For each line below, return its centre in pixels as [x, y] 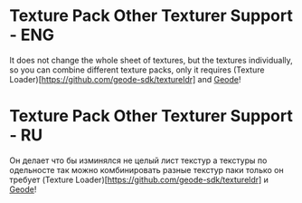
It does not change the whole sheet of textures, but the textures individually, [151, 60]
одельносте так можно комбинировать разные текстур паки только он [146, 169]
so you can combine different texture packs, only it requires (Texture [137, 70]
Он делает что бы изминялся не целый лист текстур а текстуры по [138, 160]
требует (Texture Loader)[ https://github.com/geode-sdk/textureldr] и [139, 179]
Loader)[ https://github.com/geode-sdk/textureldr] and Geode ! [125, 79]
